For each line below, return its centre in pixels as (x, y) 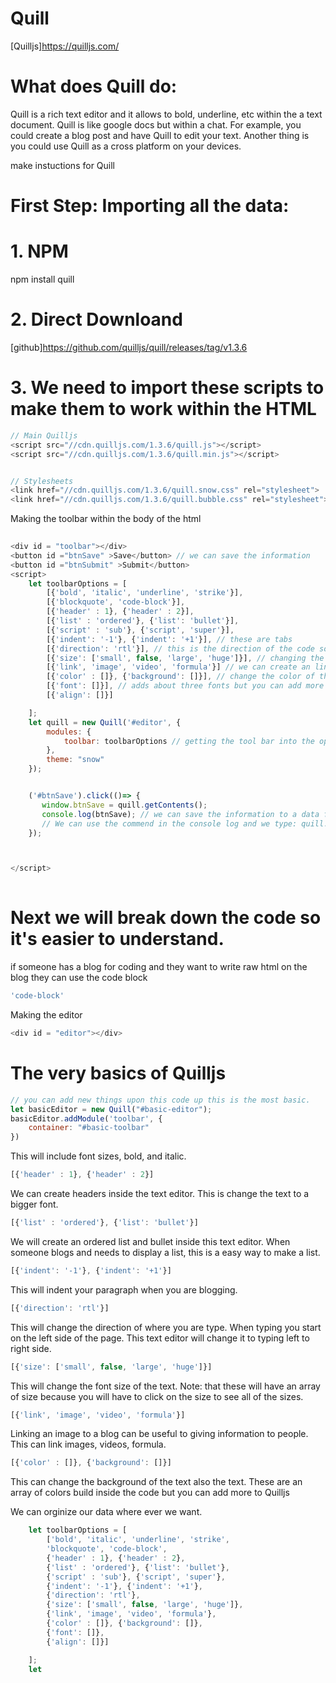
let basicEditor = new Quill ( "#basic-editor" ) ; (111, 1109)
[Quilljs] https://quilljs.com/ (65, 46)
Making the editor (46, 1014)
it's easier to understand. (117, 939)
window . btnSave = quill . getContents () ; (124, 805)
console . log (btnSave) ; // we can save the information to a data (180, 814)
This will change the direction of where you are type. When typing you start (166, 1327)
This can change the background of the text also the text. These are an (156, 1482)
